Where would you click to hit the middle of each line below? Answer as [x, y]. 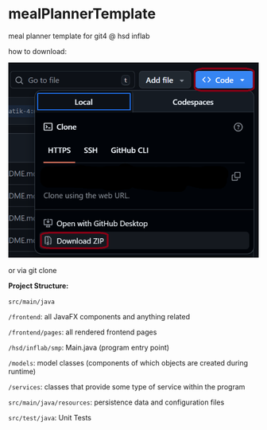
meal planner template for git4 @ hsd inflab [79, 36]
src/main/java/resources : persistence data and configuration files [116, 402]
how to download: [38, 51]
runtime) [22, 372]
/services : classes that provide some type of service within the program [127, 387]
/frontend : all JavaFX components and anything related [99, 317]
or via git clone [33, 271]
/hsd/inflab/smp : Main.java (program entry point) [89, 348]
